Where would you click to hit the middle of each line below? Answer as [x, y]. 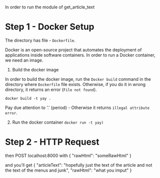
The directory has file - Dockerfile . [40, 40]
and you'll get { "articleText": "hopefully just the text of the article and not [79, 165]
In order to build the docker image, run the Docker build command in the [78, 79]
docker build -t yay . [28, 98]
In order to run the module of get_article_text [50, 7]
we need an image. [24, 60]
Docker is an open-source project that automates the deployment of [73, 50]
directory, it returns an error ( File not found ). [51, 89]
